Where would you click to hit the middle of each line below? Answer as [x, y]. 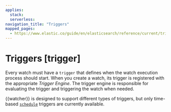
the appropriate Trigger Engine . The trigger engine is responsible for [77, 83]
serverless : [23, 19]
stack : [17, 15]
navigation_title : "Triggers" [37, 24]
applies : [15, 10]
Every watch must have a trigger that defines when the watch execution [81, 72]
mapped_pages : [20, 29]
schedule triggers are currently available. [62, 104]
